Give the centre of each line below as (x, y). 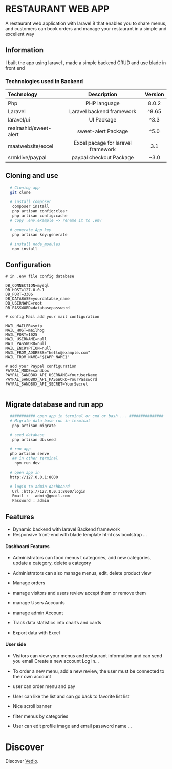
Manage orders (29, 583)
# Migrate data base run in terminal (50, 421)
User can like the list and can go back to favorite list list (71, 696)
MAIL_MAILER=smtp (24, 326)
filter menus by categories (40, 716)
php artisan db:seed (34, 440)
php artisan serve (30, 454)
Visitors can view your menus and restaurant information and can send (87, 656)
